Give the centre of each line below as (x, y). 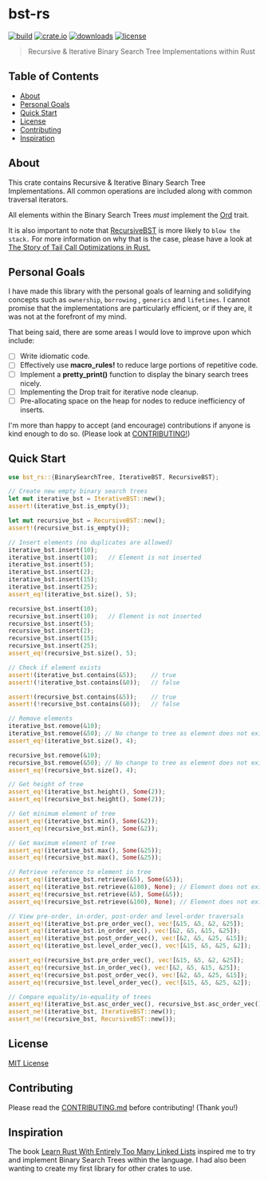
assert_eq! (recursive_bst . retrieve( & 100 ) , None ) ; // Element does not (128, 902)
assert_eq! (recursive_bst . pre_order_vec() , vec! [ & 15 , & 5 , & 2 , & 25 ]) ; (126, 960)
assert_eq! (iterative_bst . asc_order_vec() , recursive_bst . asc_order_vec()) (137, 1004)
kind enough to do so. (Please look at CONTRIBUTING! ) (99, 433)
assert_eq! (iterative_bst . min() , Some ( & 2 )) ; (83, 821)
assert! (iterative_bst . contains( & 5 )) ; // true (93, 675)
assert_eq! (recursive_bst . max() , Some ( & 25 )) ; (85, 858)
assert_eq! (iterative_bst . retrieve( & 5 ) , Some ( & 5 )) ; (96, 880)
